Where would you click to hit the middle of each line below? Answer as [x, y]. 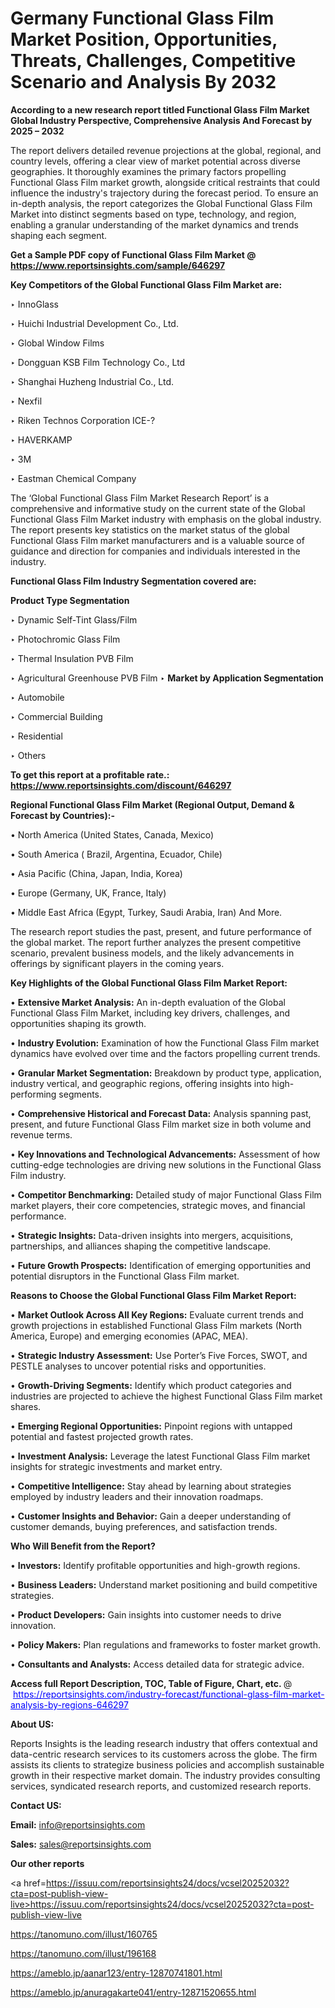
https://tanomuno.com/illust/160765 [84, 1934]
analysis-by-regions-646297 [69, 1704]
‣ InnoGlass [34, 304]
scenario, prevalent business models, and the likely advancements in [152, 953]
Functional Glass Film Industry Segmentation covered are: [133, 581]
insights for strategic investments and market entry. [116, 1466]
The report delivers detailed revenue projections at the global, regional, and [166, 150]
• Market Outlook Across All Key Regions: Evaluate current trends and [157, 1314]
